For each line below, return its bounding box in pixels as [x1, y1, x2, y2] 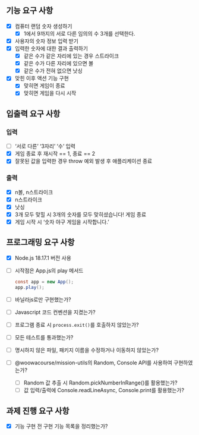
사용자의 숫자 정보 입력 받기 [14, 37, 79, 45]
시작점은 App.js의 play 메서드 [14, 267, 84, 274]
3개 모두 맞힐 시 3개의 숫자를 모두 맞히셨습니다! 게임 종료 [14, 210, 147, 218]
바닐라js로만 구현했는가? [14, 296, 71, 303]
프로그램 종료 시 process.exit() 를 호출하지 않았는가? [14, 321, 139, 328]
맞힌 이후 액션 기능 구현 [14, 75, 70, 82]
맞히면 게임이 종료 [23, 82, 65, 89]
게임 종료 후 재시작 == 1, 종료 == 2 [14, 150, 96, 157]
